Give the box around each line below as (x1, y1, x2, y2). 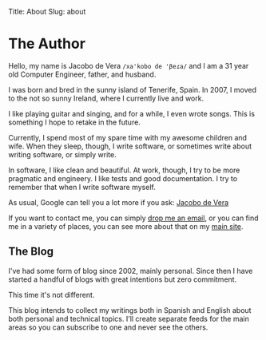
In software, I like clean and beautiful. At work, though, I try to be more (8, 165, 240, 175)
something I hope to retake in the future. (8, 117, 141, 127)
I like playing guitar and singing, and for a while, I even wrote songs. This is (8, 109, 256, 118)
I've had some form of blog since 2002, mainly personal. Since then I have (8, 266, 253, 275)
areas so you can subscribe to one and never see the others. (8, 322, 208, 332)
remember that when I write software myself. (8, 182, 156, 192)
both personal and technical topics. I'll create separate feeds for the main (8, 314, 250, 323)
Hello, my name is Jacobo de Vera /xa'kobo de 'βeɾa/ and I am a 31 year (8, 61, 249, 70)
